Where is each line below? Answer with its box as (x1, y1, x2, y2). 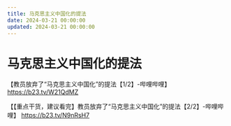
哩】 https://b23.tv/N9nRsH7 (7, 111, 90, 120)
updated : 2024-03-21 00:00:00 (7, 23, 96, 30)
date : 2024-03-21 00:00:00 (7, 17, 86, 24)
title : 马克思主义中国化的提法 (7, 10, 87, 17)
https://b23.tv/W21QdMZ (7, 88, 79, 97)
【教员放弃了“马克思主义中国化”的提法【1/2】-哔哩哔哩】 (7, 80, 171, 88)
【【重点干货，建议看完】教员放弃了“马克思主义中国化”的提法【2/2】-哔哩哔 (7, 102, 224, 111)
